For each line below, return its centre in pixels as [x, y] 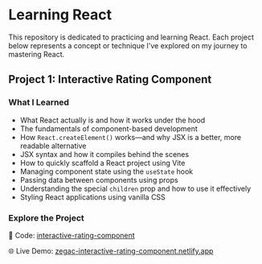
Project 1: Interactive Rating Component [110, 79]
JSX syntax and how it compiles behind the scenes [104, 154]
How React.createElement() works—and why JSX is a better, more [131, 137]
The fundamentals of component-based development [109, 128]
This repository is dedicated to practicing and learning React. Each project [131, 37]
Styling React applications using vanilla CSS [93, 197]
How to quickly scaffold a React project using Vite [102, 163]
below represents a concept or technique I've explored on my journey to [128, 45]
